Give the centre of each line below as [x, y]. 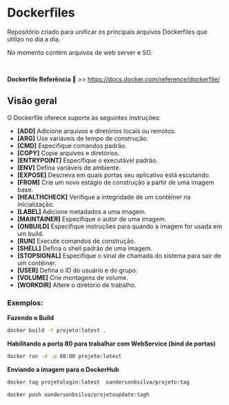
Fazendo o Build [30, 318]
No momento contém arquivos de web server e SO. [80, 52]
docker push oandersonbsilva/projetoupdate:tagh [78, 395]
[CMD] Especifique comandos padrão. [72, 146]
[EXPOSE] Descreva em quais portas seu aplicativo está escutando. [114, 175]
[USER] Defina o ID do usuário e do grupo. [77, 270]
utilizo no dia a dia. [34, 39]
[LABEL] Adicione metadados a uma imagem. [82, 211]
